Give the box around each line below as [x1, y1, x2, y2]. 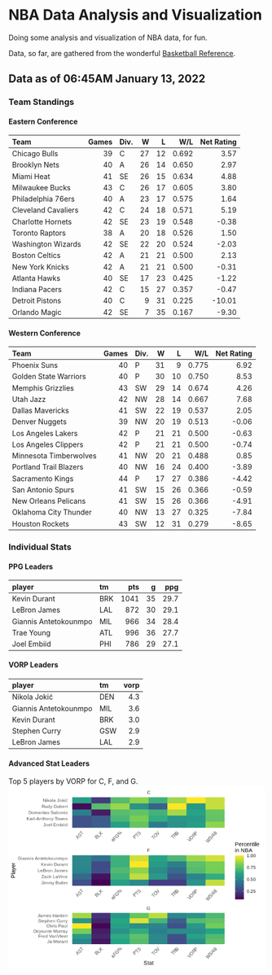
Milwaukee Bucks [11, 182, 71, 192]
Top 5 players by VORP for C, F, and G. [8, 776, 138, 786]
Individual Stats [8, 541, 72, 553]
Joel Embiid [11, 639, 51, 649]
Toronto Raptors [11, 228, 67, 238]
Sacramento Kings [11, 474, 74, 483]
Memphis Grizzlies [11, 383, 75, 392]
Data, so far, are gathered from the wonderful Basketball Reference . [8, 48, 236, 58]
